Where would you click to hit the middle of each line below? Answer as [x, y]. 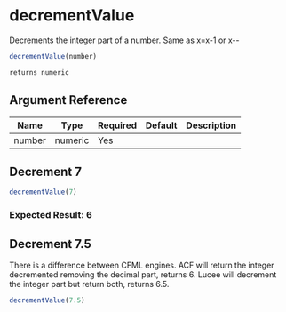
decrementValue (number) [53, 56]
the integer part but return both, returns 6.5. [89, 284]
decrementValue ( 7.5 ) [48, 300]
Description [211, 125]
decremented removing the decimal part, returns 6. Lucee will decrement [143, 274]
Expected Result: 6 [51, 215]
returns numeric [39, 72]
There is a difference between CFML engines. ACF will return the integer [142, 265]
